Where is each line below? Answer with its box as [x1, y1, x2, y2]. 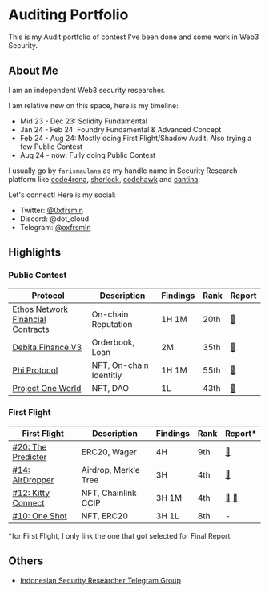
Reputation [91, 319, 133, 330]
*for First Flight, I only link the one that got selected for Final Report [8, 530, 231, 540]
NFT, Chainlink [81, 487, 138, 498]
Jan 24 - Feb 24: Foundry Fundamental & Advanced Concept [19, 124, 222, 134]
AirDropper [12, 474, 54, 486]
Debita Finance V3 [12, 342, 82, 353]
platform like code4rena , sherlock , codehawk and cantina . [8, 174, 200, 184]
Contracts [12, 324, 50, 335]
